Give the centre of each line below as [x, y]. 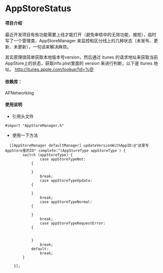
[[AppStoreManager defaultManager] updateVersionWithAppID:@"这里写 [79, 145]
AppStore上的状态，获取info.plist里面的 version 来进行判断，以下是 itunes [79, 63]
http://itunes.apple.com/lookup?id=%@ [54, 69]
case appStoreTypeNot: [63, 159]
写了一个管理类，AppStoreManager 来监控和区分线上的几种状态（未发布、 [80, 41]
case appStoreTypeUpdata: [66, 180]
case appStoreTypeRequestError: [72, 223]
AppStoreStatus [38, 9]
